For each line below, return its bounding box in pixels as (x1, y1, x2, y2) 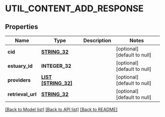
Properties (5, 23, 38, 31)
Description (83, 37, 111, 44)
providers (7, 77, 31, 84)
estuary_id (7, 62, 33, 69)
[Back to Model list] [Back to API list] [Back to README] (5, 107, 118, 112)
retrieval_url (7, 91, 37, 97)
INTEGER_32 (41, 62, 72, 69)
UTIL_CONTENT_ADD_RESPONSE (5, 3, 144, 14)
